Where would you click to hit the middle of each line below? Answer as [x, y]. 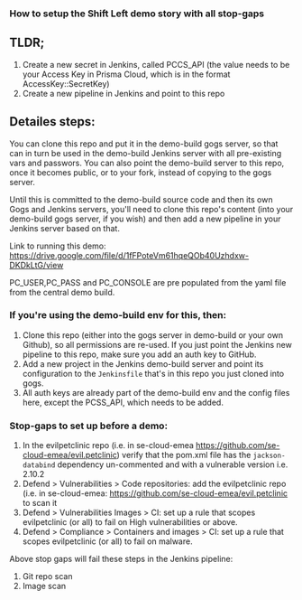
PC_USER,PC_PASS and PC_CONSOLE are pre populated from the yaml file [148, 282]
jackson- [269, 456]
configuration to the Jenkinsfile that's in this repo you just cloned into [153, 373]
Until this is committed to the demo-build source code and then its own [141, 199]
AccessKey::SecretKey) [66, 83]
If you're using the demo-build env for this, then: [118, 315]
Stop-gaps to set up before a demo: [89, 426]
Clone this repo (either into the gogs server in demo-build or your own [153, 335]
